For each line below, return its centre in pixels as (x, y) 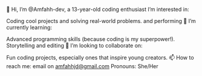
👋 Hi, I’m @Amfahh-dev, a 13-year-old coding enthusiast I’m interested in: (98, 9)
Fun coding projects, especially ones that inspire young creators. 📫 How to (100, 58)
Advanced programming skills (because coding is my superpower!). (91, 39)
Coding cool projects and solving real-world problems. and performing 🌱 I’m (101, 21)
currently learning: (29, 27)
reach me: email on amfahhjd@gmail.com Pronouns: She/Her (82, 66)
